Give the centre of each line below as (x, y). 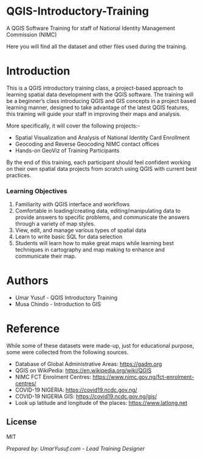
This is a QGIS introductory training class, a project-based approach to (95, 88)
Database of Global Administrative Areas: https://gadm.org (88, 364)
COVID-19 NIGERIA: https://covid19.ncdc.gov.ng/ (76, 390)
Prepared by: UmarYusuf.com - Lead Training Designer (75, 448)
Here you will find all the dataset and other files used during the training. (97, 46)
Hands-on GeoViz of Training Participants (67, 150)
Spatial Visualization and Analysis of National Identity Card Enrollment (102, 137)
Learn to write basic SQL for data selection (69, 237)
